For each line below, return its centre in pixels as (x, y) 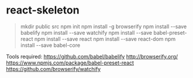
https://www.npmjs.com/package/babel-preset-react (70, 63)
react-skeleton (43, 10)
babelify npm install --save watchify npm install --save (86, 32)
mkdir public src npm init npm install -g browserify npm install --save (104, 26)
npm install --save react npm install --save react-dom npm (105, 39)
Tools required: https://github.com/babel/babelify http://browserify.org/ (92, 56)
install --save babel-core (50, 45)
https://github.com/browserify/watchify (54, 69)
